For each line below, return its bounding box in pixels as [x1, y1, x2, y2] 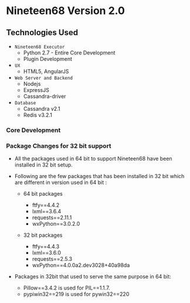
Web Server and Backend [14, 75, 73, 81]
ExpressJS [23, 87, 50, 93]
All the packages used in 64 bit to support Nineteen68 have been [14, 155, 172, 162]
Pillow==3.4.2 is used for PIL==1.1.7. [23, 284, 110, 291]
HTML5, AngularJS [23, 68, 69, 74]
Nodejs [23, 80, 41, 87]
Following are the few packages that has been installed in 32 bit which [14, 173, 185, 180]
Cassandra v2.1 [23, 105, 60, 112]
